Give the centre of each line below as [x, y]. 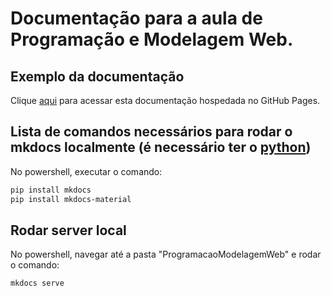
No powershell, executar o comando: [86, 171]
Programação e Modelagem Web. [152, 39]
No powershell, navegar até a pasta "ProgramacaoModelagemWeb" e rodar [166, 254]
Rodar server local [68, 230]
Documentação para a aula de [136, 18]
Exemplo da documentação [97, 76]
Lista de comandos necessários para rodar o [151, 132]
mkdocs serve [37, 283]
